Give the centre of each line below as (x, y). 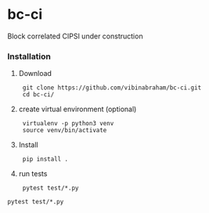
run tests (33, 174)
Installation (29, 56)
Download (35, 74)
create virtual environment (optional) (77, 109)
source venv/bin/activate (65, 131)
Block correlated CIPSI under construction (75, 36)
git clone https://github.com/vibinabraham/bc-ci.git (112, 88)
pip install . (45, 159)
